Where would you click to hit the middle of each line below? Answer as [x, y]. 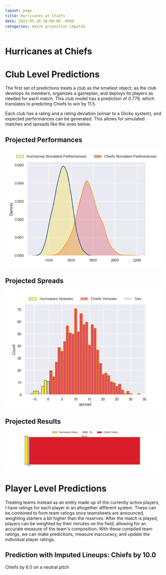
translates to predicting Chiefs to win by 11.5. [51, 104]
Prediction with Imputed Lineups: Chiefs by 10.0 [81, 555]
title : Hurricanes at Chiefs [35, 16]
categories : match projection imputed [45, 26]
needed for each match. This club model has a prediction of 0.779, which [80, 99]
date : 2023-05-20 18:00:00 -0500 [40, 21]
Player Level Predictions [56, 488]
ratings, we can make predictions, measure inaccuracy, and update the [78, 534]
